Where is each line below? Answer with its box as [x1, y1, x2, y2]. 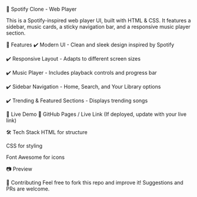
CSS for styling [6, 142, 43, 149]
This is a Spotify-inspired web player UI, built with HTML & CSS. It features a [6, 17, 191, 24]
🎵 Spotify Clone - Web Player [6, 6, 77, 12]
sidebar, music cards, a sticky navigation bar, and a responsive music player [6, 24, 191, 30]
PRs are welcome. [6, 185, 50, 192]
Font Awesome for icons [6, 153, 65, 161]
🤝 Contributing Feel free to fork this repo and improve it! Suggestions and [6, 179, 183, 186]
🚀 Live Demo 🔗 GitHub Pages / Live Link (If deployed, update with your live [6, 111, 187, 118]
